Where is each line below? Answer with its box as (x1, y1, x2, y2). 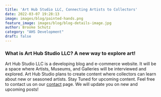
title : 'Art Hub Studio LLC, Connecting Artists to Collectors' (5, 7, 138, 12)
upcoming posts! (5, 86, 39, 92)
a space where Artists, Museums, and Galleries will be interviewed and (5, 66, 146, 72)
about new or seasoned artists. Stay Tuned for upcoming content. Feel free (5, 76, 155, 82)
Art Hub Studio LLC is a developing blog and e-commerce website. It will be (5, 61, 157, 67)
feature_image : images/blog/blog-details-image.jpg (5, 20, 112, 26)
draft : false (5, 34, 32, 39)
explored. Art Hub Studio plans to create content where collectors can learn (5, 71, 156, 77)
